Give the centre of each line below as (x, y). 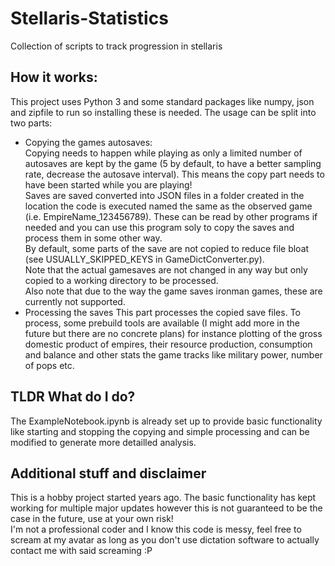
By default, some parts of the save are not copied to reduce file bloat (167, 248)
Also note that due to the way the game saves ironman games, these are (173, 291)
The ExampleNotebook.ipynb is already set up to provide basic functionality (166, 421)
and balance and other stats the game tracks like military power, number (173, 354)
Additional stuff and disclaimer (108, 473)
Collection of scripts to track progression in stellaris (116, 46)
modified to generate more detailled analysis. (103, 442)
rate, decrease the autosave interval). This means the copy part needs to (174, 174)
